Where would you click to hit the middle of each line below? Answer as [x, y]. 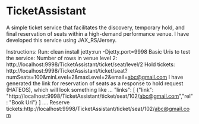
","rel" [186, 96]
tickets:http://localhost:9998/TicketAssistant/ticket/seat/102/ [80, 108]
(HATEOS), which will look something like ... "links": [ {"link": [80, 89]
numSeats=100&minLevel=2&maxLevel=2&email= [67, 77]
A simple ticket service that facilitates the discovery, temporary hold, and [96, 27]
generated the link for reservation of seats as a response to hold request [95, 83]
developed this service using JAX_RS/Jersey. [61, 40]
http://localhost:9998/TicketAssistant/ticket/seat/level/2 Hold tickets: [91, 64]
